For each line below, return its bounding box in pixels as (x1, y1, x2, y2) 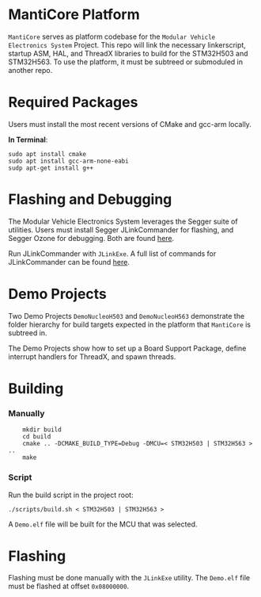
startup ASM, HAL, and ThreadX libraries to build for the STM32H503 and (8, 48, 248, 58)
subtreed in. (8, 327, 47, 338)
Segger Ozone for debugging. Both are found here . (8, 233, 175, 243)
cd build (22, 433, 51, 441)
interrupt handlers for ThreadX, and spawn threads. (8, 351, 176, 362)
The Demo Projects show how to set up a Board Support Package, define (8, 343, 247, 353)
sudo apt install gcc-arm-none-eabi (8, 157, 129, 165)
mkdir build (22, 426, 62, 434)
